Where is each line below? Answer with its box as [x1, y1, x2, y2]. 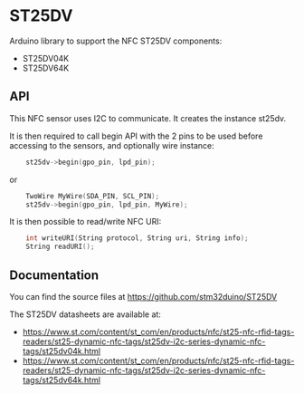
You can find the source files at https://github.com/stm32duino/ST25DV [9, 291, 278, 302]
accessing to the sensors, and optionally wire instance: [9, 139, 214, 150]
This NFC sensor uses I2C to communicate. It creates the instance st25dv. [9, 112, 287, 123]
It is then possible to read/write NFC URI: [9, 216, 162, 227]
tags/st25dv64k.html [22, 374, 101, 385]
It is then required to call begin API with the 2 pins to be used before [9, 130, 263, 141]
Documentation [9, 267, 100, 283]
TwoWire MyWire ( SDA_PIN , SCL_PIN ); [25, 191, 160, 200]
